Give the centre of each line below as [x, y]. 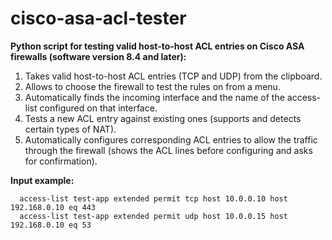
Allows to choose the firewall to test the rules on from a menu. [152, 86]
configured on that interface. [98, 108]
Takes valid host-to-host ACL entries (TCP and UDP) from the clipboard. [173, 76]
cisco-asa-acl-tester [98, 18]
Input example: [42, 180]
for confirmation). [61, 161]
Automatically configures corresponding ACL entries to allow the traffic [171, 139]
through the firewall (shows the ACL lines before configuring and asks [168, 150]
